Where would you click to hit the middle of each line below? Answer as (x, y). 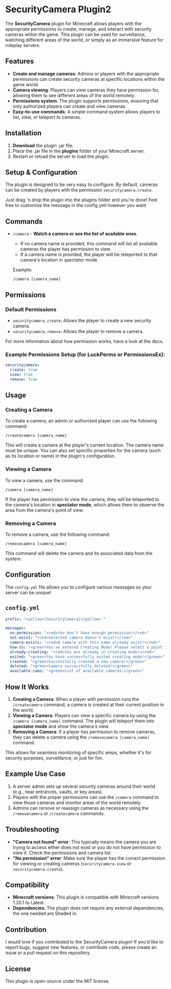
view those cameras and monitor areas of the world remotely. (77, 803)
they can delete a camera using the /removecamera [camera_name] (81, 737)
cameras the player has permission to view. (66, 249)
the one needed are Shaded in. (45, 913)
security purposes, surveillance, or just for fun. (54, 758)
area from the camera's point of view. (45, 510)
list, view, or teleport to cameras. (47, 117)
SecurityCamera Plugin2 (58, 9)
